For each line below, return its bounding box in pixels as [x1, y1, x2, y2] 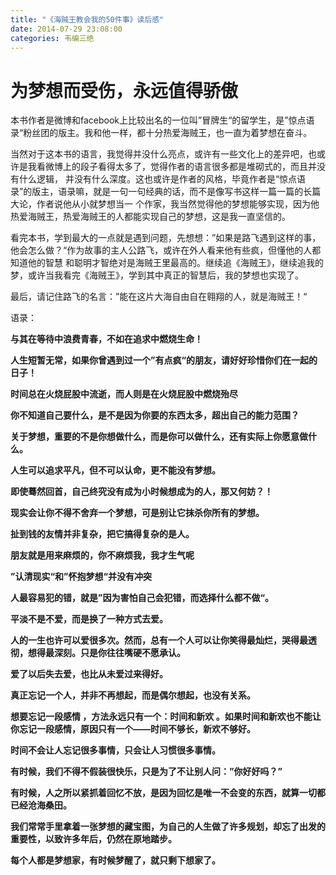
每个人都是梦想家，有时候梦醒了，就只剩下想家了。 [10, 854, 221, 866]
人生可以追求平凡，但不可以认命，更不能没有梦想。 [10, 464, 221, 476]
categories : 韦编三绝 [10, 33, 95, 43]
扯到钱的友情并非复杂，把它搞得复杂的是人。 [10, 528, 195, 540]
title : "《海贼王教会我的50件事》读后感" [10, 14, 165, 25]
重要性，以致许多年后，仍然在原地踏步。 [10, 833, 177, 845]
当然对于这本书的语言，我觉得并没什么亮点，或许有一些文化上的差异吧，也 [10, 148, 317, 160]
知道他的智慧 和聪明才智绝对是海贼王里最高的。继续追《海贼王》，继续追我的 [10, 257, 324, 269]
